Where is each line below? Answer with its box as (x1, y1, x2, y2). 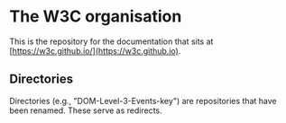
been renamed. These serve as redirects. (9, 105, 162, 116)
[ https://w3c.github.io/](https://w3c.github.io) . (9, 45, 181, 56)
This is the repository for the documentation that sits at (9, 36, 214, 47)
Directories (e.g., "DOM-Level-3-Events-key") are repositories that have (9, 95, 277, 106)
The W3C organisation (9, 6, 182, 27)
